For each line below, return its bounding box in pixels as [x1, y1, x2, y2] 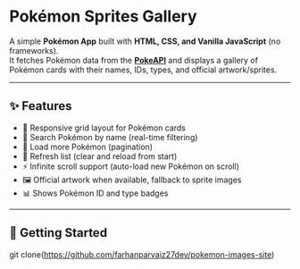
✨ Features [9, 98, 72, 113]
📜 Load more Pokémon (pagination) [21, 141, 154, 152]
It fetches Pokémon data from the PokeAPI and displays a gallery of [9, 55, 259, 65]
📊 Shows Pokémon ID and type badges [21, 188, 169, 198]
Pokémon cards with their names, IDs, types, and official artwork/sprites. [9, 64, 278, 75]
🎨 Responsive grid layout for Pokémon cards [21, 122, 186, 133]
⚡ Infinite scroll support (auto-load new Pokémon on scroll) [21, 161, 239, 172]
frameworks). [9, 45, 59, 55]
